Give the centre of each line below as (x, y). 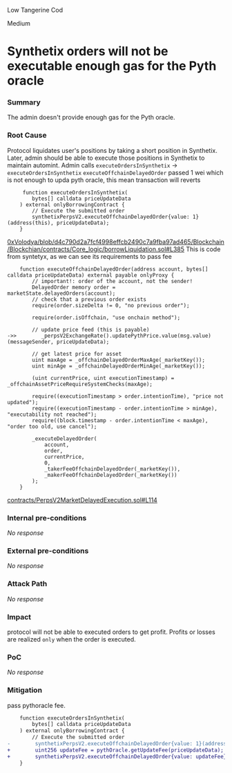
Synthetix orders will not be (88, 52)
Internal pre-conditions (47, 518)
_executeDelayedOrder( (65, 439)
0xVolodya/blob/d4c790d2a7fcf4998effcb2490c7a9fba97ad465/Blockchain (116, 242)
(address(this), (30, 223)
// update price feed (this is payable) (91, 329)
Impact (19, 617)
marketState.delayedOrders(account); (61, 293)
